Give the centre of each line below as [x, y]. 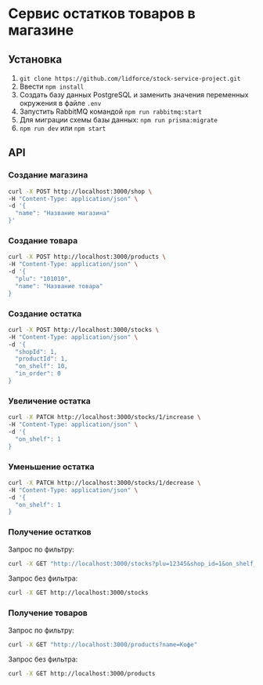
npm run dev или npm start [63, 128]
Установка [35, 59]
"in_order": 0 [38, 373]
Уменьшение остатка [52, 466]
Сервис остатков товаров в [102, 14]
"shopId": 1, [36, 352]
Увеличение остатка [50, 401]
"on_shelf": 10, [41, 366]
